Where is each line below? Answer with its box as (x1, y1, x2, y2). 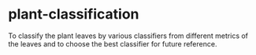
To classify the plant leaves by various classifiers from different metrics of (8, 31, 249, 40)
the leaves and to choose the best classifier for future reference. (8, 39, 217, 48)
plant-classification (8, 5, 139, 23)
